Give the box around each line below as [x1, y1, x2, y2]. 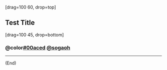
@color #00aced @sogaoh [5, 44, 71, 51]
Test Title [5, 18, 35, 27]
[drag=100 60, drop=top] [5, 4, 56, 10]
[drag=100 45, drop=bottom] [5, 32, 64, 38]
